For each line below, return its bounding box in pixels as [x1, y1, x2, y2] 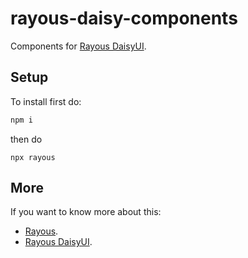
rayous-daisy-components [10, 7, 238, 30]
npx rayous [10, 152, 56, 162]
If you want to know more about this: [10, 206, 162, 218]
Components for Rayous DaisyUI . [10, 40, 147, 52]
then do [10, 133, 43, 145]
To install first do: [10, 95, 82, 107]
